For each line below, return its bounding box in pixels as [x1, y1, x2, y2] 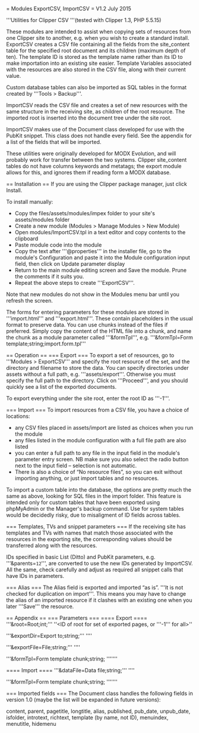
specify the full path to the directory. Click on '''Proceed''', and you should [6, 377, 188, 384]
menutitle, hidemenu [6, 721, 56, 727]
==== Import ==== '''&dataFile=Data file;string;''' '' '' [6, 667, 135, 674]
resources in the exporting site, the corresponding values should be [6, 536, 172, 543]
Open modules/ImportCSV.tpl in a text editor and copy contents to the [14, 229, 186, 235]
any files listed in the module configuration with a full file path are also [14, 437, 187, 443]
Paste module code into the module [14, 241, 102, 248]
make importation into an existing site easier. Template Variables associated [6, 59, 192, 67]
